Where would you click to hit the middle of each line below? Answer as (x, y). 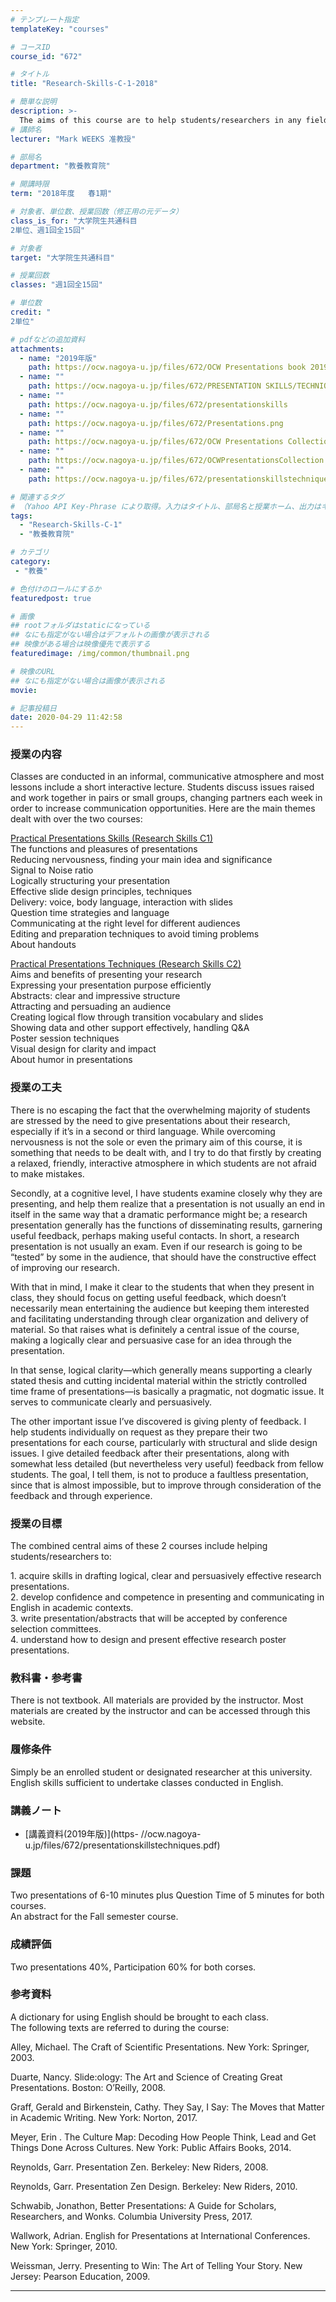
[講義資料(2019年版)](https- (81, 1833)
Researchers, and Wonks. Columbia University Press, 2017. (131, 2216)
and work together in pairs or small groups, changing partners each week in (166, 798)
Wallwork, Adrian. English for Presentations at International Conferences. (160, 2235)
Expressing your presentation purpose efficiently (111, 985)
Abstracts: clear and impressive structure (95, 996)
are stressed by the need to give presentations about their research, (150, 1120)
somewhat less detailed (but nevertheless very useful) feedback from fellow (167, 1463)
